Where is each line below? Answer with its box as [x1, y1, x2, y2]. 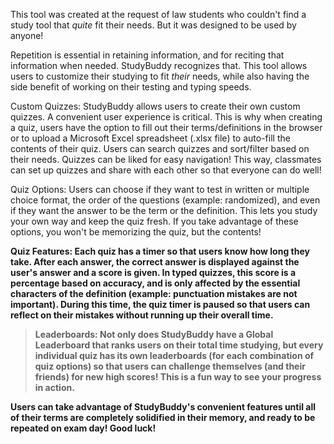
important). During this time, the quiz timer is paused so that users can [10, 299, 311, 310]
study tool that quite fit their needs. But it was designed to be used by [10, 19, 297, 31]
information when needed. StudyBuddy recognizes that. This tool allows [10, 60, 308, 71]
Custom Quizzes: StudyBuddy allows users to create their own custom [10, 100, 301, 112]
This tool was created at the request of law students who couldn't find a [10, 9, 307, 20]
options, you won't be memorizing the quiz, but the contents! [10, 226, 262, 238]
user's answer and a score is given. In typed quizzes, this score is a [10, 267, 297, 278]
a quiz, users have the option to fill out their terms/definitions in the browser [10, 122, 323, 133]
